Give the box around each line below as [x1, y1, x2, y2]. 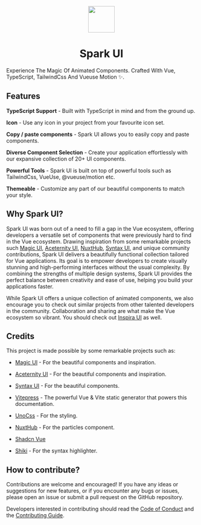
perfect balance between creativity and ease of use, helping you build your [6, 276, 193, 283]
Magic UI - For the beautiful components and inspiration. [14, 359, 156, 366]
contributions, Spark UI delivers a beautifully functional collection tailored [6, 251, 189, 258]
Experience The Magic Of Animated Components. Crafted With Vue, [6, 66, 176, 74]
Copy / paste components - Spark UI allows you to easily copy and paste [6, 130, 190, 138]
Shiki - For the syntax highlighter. [14, 447, 98, 454]
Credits [6, 331, 35, 341]
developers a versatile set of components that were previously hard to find [6, 231, 192, 239]
